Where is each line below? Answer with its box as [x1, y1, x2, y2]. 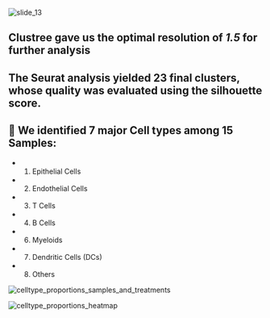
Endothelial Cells [31, 183, 88, 193]
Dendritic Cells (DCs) [31, 252, 102, 262]
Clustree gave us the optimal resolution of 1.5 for [8, 31, 258, 44]
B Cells [31, 218, 56, 228]
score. [8, 96, 42, 110]
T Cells [31, 200, 56, 210]
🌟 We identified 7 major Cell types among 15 [8, 123, 234, 137]
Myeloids [31, 235, 63, 245]
